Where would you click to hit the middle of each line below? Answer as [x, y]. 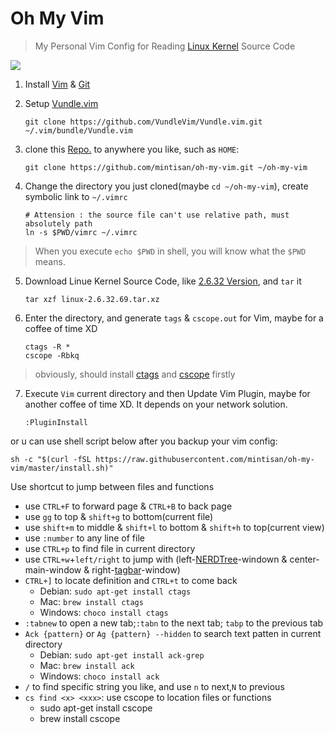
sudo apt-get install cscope [96, 708]
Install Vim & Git [57, 84]
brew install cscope [80, 718]
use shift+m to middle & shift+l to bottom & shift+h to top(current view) [174, 527]
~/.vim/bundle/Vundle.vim [78, 130]
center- [304, 559]
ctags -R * [47, 347]
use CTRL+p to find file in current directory [110, 548]
